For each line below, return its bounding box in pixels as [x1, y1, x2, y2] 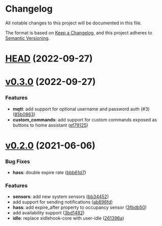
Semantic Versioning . [5, 35, 50, 41]
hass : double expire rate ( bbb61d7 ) [12, 170, 86, 176]
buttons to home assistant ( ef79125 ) [12, 122, 88, 128]
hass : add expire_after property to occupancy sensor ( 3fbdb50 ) [12, 204, 147, 211]
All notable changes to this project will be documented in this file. [5, 20, 142, 26]
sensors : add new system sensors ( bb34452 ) [12, 193, 109, 200]
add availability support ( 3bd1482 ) [12, 210, 85, 216]
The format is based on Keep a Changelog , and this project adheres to [5, 29, 152, 36]
